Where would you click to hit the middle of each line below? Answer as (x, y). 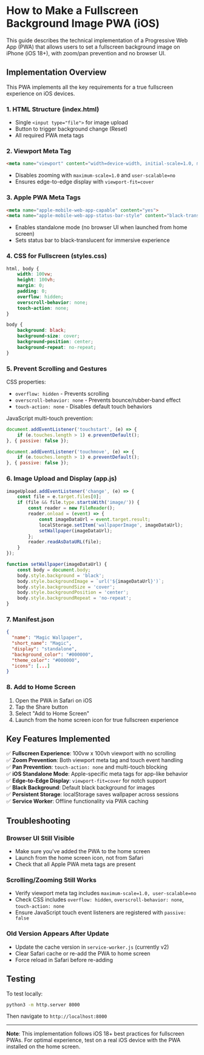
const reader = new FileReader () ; (72, 508)
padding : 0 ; (32, 291)
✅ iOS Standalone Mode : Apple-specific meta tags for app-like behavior (97, 774)
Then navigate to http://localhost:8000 (57, 1016)
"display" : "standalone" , (45, 649)
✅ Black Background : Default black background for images (81, 788)
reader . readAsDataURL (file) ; (65, 542)
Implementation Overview (56, 73)
